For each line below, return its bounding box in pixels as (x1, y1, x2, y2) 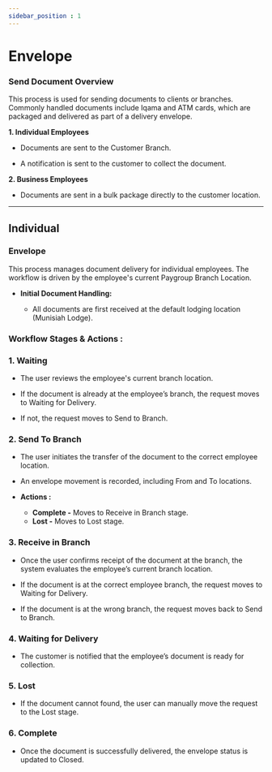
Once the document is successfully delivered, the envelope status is (19, 746, 249, 756)
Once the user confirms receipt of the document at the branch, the (19, 555, 243, 565)
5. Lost (8, 679, 36, 691)
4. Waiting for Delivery (8, 632, 99, 644)
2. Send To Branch (8, 433, 83, 445)
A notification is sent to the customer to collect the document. (19, 159, 227, 169)
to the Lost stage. (19, 707, 79, 717)
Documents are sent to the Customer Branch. (19, 143, 172, 153)
